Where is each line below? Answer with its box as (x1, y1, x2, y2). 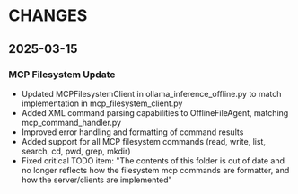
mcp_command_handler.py (21, 117, 122, 128)
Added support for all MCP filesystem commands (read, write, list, (21, 136, 267, 146)
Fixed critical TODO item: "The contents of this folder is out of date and (21, 154, 285, 166)
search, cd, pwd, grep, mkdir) (21, 145, 131, 156)
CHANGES (8, 5, 88, 26)
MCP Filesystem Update (8, 68, 116, 81)
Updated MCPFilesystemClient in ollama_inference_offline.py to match (21, 88, 282, 99)
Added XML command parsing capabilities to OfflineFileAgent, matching (21, 107, 289, 118)
